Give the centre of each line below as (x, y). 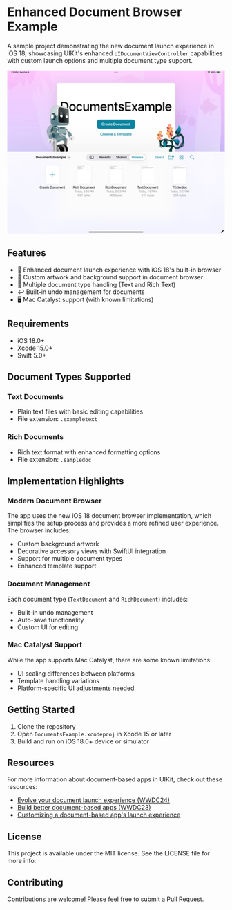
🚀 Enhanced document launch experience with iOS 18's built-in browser (119, 270)
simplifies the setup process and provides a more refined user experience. (113, 523)
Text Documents (36, 396)
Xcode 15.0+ (35, 348)
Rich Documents (36, 437)
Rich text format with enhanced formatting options (89, 452)
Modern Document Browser (55, 501)
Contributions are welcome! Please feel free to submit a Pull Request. (106, 899)
